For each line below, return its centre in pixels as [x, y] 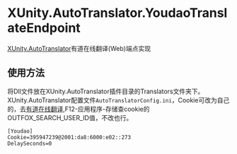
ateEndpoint [44, 28]
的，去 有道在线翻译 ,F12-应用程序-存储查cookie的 [79, 109]
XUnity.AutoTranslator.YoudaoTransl [117, 13]
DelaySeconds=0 [30, 143]
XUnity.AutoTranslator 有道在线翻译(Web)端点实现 [79, 48]
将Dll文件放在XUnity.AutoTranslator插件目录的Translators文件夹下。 [106, 91]
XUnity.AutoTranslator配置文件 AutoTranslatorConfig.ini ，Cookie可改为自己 [118, 100]
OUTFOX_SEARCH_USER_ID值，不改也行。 [70, 117]
